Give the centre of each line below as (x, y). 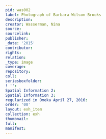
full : (11, 123)
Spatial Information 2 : (31, 90)
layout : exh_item (24, 109)
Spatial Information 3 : (31, 95)
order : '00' (18, 105)
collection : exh (22, 114)
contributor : (19, 48)
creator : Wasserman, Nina (33, 24)
